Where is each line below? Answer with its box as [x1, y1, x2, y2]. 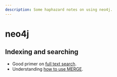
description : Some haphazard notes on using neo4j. [5, 7, 113, 12]
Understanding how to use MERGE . [12, 66, 83, 72]
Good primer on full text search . [12, 61, 77, 67]
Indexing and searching [5, 48, 79, 56]
